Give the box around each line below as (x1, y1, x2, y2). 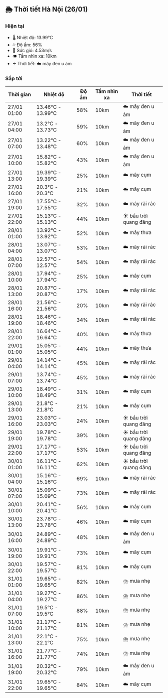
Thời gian (8, 91, 31, 98)
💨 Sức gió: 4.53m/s (12, 47, 52, 53)
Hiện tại (5, 23, 24, 30)
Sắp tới (5, 75, 22, 82)
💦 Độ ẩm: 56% (12, 42, 42, 48)
